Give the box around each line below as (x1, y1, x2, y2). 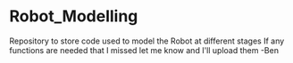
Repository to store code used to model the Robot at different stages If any (9, 35, 285, 46)
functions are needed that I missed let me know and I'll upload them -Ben (9, 44, 280, 55)
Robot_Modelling (9, 6, 138, 27)
